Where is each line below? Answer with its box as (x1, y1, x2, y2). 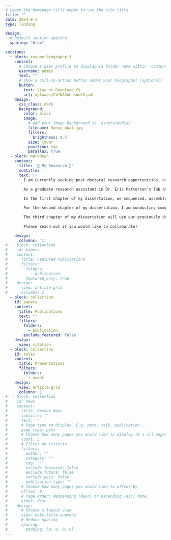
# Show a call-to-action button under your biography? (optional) (18, 78, 163, 83)
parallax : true (27, 149, 60, 154)
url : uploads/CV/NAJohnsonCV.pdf (23, 92, 95, 97)
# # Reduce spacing (5, 518, 58, 523)
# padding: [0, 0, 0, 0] (5, 527, 74, 532)
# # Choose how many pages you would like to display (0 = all (5, 432, 154, 437)
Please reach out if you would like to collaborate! (23, 224, 138, 229)
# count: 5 (5, 437, 40, 442)
